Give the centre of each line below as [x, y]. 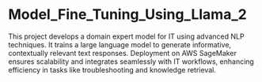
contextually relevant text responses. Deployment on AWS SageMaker [123, 53]
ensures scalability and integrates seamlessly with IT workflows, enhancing [131, 61]
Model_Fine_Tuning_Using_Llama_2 [127, 15]
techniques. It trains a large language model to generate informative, [120, 44]
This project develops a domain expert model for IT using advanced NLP [126, 36]
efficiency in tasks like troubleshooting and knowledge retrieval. [112, 69]
